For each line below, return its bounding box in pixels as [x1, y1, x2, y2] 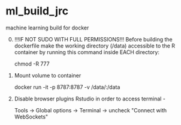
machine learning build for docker [5, 24, 89, 31]
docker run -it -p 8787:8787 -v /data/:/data [14, 83, 120, 91]
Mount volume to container [14, 72, 82, 79]
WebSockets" [14, 113, 49, 120]
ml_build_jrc [5, 4, 69, 18]
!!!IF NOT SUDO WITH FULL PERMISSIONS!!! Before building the [14, 35, 173, 43]
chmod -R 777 [14, 60, 50, 67]
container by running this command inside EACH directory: [14, 48, 160, 55]
